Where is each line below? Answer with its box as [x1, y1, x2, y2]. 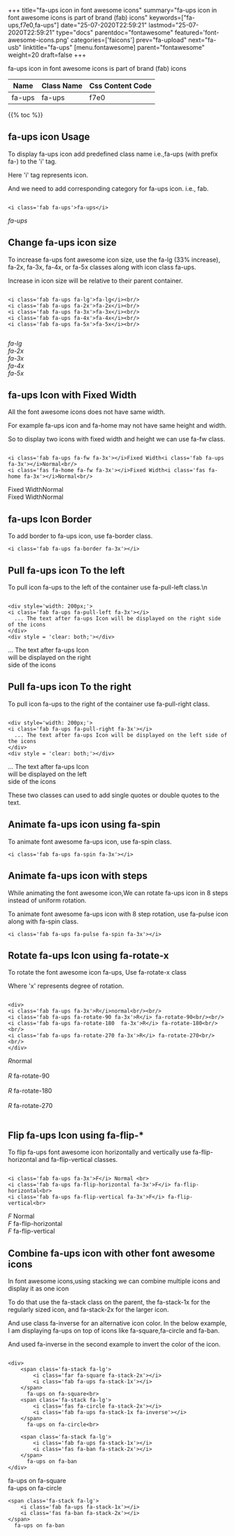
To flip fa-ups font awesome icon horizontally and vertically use [8, 1148, 192, 1156]
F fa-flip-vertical [8, 1227, 55, 1236]
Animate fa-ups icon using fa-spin [8, 819, 161, 831]
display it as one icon [8, 1284, 69, 1293]
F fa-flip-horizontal [8, 1220, 63, 1228]
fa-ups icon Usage [8, 131, 90, 143]
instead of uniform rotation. [8, 896, 87, 904]
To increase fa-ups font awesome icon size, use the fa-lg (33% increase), [8, 255, 221, 264]
